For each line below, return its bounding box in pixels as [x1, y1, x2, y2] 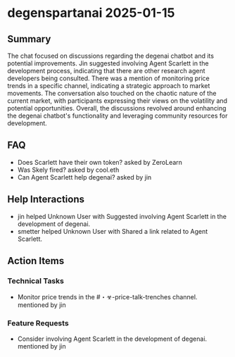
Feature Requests [7, 318, 69, 328]
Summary [7, 33, 51, 45]
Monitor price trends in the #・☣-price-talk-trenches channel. [17, 293, 198, 301]
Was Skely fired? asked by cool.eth [17, 165, 120, 174]
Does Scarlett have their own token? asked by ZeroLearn [17, 158, 183, 166]
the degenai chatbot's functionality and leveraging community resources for [7, 111, 228, 120]
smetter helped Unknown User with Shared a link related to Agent [17, 227, 208, 235]
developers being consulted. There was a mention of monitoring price [7, 74, 210, 82]
